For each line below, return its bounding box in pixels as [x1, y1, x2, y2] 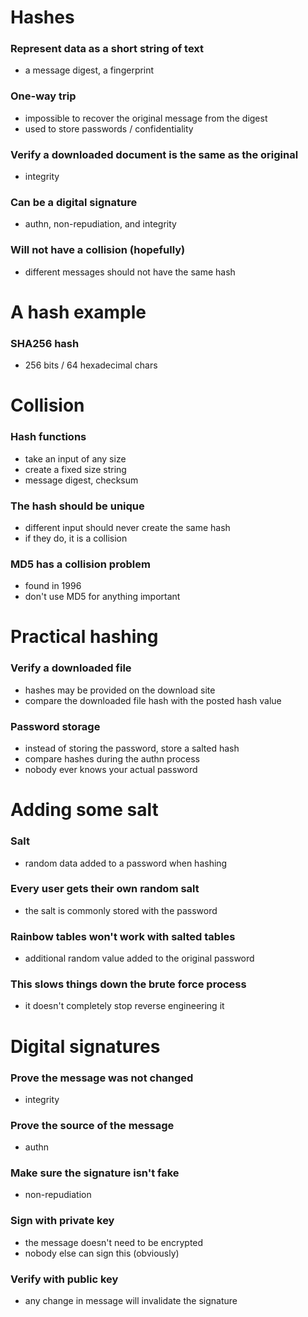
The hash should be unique [10, 499, 145, 513]
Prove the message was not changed [10, 1071, 194, 1085]
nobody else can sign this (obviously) [24, 1247, 180, 1259]
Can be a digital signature [10, 196, 138, 209]
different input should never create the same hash [24, 521, 231, 533]
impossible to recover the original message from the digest [24, 112, 268, 124]
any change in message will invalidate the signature [24, 1295, 238, 1307]
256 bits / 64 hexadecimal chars [24, 359, 158, 371]
